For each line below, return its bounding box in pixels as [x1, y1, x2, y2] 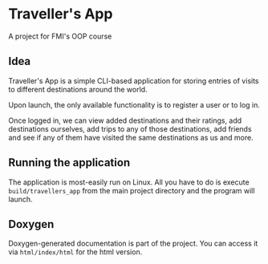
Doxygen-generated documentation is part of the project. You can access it [8, 238, 258, 249]
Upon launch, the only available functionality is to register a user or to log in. [8, 100, 261, 109]
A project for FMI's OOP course [8, 31, 112, 41]
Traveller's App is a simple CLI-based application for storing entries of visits [8, 75, 259, 85]
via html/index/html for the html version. [8, 247, 143, 257]
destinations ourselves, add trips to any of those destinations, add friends [8, 124, 252, 133]
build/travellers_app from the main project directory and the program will [8, 185, 255, 195]
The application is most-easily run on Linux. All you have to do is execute [8, 177, 250, 187]
